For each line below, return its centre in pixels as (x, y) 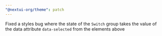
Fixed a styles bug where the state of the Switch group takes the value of (81, 24)
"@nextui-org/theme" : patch (35, 10)
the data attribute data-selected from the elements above (65, 29)
